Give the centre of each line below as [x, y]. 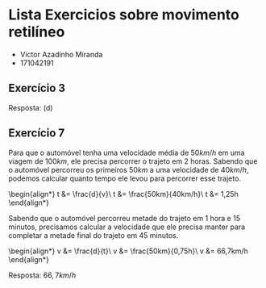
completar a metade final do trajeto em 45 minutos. [94, 235]
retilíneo [37, 32]
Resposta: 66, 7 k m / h [42, 275]
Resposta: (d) [31, 107]
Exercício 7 [37, 134]
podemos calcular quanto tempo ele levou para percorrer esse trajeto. [125, 178]
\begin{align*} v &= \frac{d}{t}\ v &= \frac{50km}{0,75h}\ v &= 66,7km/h [128, 251]
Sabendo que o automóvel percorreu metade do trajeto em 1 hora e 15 [124, 218]
